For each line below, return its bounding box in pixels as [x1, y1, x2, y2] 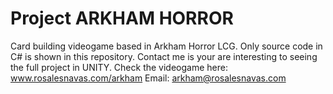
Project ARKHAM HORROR [10, 7, 234, 30]
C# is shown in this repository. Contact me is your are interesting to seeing [10, 50, 318, 62]
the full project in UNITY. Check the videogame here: [10, 61, 228, 73]
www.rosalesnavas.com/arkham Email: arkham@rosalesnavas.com [10, 72, 287, 84]
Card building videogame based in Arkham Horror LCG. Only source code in [10, 40, 323, 52]
